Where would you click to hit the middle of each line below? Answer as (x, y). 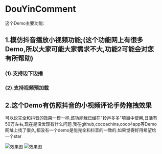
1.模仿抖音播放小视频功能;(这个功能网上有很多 (74, 40)
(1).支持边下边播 (24, 73)
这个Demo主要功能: (24, 23)
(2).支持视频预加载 (27, 88)
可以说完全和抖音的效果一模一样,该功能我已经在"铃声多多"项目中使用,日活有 (81, 118)
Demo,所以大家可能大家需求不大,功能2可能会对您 (80, 49)
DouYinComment (41, 9)
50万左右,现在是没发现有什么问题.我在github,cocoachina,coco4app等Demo (81, 124)
